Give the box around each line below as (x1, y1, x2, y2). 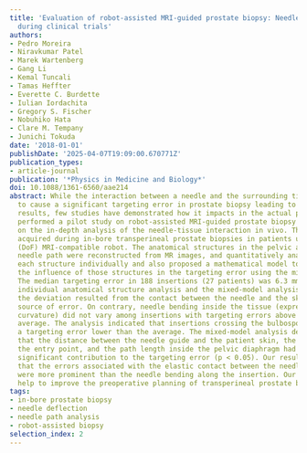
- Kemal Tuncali (9, 73, 71, 82)
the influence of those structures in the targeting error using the (17, 269, 288, 278)
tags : (9, 387, 30, 396)
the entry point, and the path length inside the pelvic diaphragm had (17, 344, 297, 353)
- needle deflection (9, 404, 89, 414)
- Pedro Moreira (9, 38, 71, 48)
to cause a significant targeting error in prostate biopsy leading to (17, 200, 297, 210)
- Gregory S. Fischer (9, 107, 92, 116)
